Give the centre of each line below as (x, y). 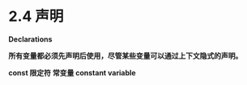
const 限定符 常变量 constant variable (72, 72)
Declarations (30, 39)
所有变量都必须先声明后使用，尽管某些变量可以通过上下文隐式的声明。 (126, 55)
